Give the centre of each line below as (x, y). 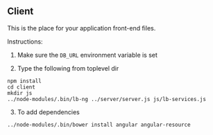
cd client (22, 87)
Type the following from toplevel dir (68, 68)
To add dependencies (48, 112)
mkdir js (20, 93)
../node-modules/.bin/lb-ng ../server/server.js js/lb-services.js (107, 99)
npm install (24, 81)
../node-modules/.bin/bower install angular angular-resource (99, 125)
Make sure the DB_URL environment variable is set (87, 55)
